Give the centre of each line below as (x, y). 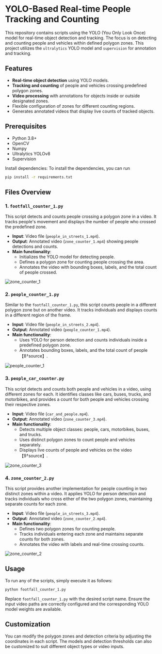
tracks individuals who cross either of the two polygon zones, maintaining (79, 499)
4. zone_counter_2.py (30, 478)
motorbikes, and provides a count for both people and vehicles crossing (77, 399)
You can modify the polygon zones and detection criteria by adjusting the (78, 636)
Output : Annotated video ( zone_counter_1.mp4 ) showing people (75, 242)
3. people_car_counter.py (35, 378)
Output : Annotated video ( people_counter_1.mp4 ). (62, 330)
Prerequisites (26, 126)
